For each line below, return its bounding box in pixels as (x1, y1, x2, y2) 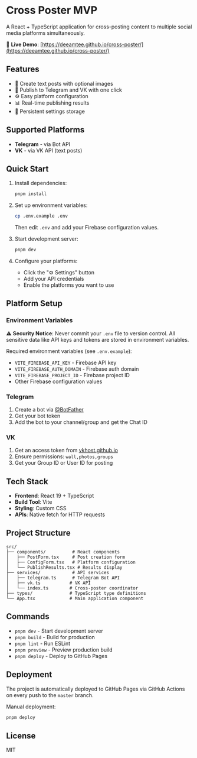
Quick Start (6, 164, 49, 174)
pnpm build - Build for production (14, 633, 96, 640)
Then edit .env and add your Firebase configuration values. (14, 224, 159, 231)
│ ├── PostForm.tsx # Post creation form (6, 554, 126, 560)
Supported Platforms (6, 125, 85, 135)
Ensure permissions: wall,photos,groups (14, 453, 114, 460)
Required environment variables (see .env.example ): (6, 347, 132, 355)
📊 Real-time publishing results (14, 99, 90, 106)
